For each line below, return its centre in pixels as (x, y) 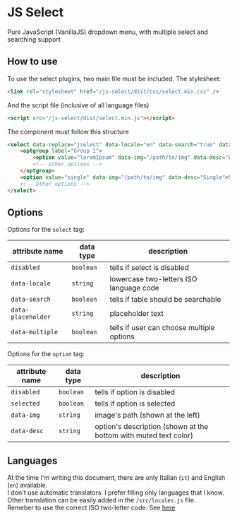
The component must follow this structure (68, 131)
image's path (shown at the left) (147, 416)
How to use (32, 62)
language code (135, 288)
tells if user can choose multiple (162, 328)
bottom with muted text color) (144, 435)
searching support (34, 39)
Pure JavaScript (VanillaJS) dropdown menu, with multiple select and (108, 32)
